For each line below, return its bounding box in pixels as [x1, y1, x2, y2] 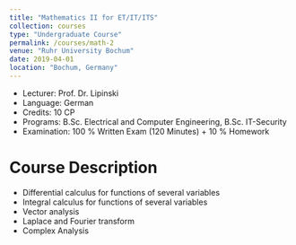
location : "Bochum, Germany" [9, 64, 118, 73]
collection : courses [9, 22, 87, 31]
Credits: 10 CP [22, 107, 75, 118]
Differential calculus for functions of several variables [22, 187, 221, 197]
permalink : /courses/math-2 [9, 38, 115, 48]
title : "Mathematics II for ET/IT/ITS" [9, 13, 159, 22]
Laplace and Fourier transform [22, 215, 135, 226]
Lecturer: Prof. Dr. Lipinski [22, 87, 119, 99]
